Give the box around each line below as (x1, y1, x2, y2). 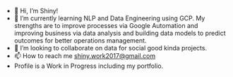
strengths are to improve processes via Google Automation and (13, 22, 198, 29)
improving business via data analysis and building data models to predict (13, 29, 226, 37)
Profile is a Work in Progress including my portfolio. (13, 62, 164, 70)
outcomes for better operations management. (13, 36, 147, 45)
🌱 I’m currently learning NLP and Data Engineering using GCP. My (13, 14, 205, 22)
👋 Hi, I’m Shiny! (13, 7, 59, 15)
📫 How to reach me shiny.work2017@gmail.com (13, 52, 156, 59)
